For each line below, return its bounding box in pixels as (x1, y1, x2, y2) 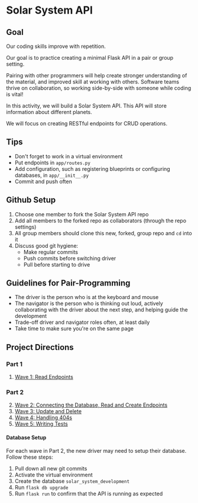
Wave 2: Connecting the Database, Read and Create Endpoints (14, 401, 168, 408)
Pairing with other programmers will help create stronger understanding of (6, 72, 187, 79)
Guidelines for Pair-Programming (6, 278, 131, 288)
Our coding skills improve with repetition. (6, 43, 106, 50)
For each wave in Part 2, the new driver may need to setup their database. (6, 447, 187, 454)
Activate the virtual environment (14, 471, 93, 478)
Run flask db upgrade (14, 483, 69, 491)
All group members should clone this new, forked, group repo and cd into (14, 229, 192, 236)
